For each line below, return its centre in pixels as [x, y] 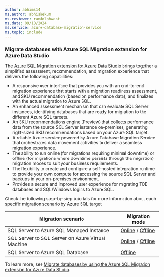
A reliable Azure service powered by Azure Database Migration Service [84, 138]
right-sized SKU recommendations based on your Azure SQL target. [80, 133]
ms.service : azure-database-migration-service [53, 28]
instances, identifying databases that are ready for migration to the [79, 112]
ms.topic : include [24, 32]
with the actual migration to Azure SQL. [51, 101]
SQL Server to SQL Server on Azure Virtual [56, 238]
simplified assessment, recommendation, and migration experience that [77, 71]
